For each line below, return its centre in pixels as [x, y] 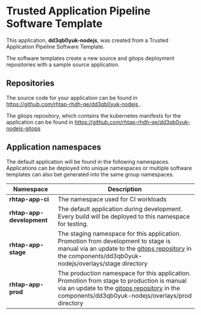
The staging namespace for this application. [119, 233]
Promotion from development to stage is [114, 241]
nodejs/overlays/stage [89, 263]
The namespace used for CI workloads [112, 199]
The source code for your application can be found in [72, 97]
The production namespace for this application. [124, 273]
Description [125, 189]
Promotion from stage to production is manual [122, 280]
